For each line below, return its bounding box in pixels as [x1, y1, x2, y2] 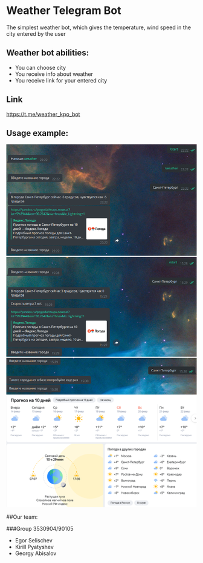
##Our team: [6, 513, 38, 521]
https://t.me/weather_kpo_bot [6, 110, 80, 118]
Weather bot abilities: [6, 48, 89, 58]
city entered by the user [6, 30, 66, 37]
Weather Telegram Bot [6, 4, 121, 18]
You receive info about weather [14, 70, 94, 78]
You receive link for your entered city [14, 76, 108, 84]
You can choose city [14, 64, 66, 71]
